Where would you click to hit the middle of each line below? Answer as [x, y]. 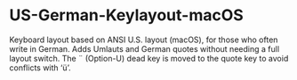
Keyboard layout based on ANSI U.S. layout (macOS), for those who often [144, 40]
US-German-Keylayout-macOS [127, 15]
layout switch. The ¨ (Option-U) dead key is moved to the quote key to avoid [149, 58]
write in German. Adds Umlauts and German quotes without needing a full [144, 48]
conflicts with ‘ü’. [40, 68]
